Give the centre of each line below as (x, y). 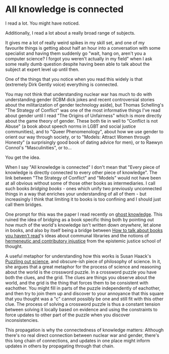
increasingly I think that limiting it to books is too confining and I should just (83, 199)
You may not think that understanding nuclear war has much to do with (79, 94)
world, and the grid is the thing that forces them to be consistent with (77, 283)
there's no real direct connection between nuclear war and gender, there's (82, 335)
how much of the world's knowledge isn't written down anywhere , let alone (83, 225)
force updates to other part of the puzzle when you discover (68, 315)
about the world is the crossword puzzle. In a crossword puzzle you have (81, 272)
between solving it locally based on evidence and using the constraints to (81, 309)
